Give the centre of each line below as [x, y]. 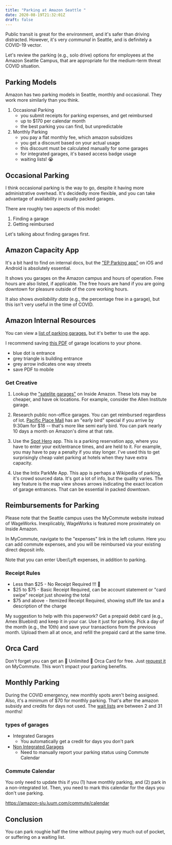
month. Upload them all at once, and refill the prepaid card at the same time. [86, 633]
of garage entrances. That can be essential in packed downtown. [81, 489]
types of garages [27, 725]
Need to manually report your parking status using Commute [84, 752]
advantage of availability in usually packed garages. [60, 199]
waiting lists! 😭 [37, 159]
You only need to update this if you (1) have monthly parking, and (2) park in [86, 782]
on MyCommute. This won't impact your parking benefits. [66, 666]
